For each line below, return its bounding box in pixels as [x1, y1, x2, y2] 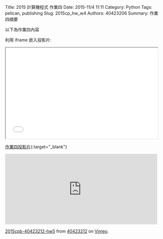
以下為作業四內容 [5, 27, 39, 33]
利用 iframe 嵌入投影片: [5, 37, 52, 43]
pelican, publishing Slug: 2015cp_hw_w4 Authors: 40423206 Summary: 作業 [5, 10, 159, 16]
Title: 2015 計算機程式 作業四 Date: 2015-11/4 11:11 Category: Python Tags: [5, 4, 152, 10]
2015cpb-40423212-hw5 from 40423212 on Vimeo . [5, 228, 109, 234]
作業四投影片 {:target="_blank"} [5, 144, 67, 150]
